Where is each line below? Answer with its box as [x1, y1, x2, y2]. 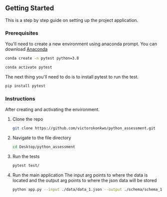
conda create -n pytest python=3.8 [5, 56, 79, 61]
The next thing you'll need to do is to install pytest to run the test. [5, 74, 139, 80]
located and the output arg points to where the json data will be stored [12, 177, 157, 183]
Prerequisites [5, 29, 38, 36]
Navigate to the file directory [12, 134, 71, 141]
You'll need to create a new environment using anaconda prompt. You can [5, 41, 157, 47]
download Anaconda [5, 46, 48, 52]
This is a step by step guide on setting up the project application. [5, 17, 139, 23]
